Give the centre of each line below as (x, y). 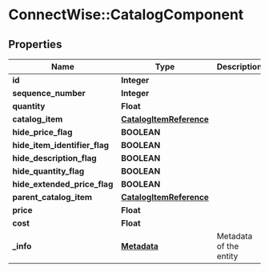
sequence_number (49, 93)
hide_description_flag (55, 158)
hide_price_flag (42, 132)
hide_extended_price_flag (63, 184)
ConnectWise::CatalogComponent (126, 15)
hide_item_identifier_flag (61, 145)
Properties (35, 44)
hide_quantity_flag (48, 171)
